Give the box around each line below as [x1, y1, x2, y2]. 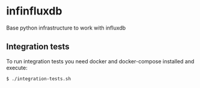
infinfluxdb [6, 4, 62, 18]
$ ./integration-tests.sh [6, 75, 71, 82]
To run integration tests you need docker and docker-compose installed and [6, 57, 195, 64]
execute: [6, 64, 28, 71]
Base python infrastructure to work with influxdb [6, 24, 126, 31]
